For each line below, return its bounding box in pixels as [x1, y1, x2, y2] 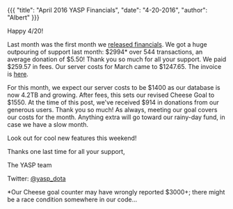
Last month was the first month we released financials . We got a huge [7, 40, 207, 48]
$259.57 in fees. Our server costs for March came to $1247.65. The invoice [7, 63, 222, 70]
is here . [7, 70, 29, 78]
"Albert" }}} [7, 13, 40, 22]
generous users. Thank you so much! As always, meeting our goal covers [7, 106, 218, 114]
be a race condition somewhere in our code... [7, 195, 138, 203]
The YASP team [7, 161, 52, 169]
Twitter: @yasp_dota [7, 174, 66, 183]
